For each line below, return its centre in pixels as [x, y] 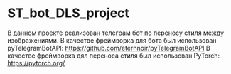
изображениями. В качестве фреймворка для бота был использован [112, 40]
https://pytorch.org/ [36, 63]
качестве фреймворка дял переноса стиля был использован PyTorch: [114, 55]
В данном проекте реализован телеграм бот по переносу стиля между [116, 33]
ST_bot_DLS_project [69, 13]
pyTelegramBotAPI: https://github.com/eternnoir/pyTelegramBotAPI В [109, 48]
